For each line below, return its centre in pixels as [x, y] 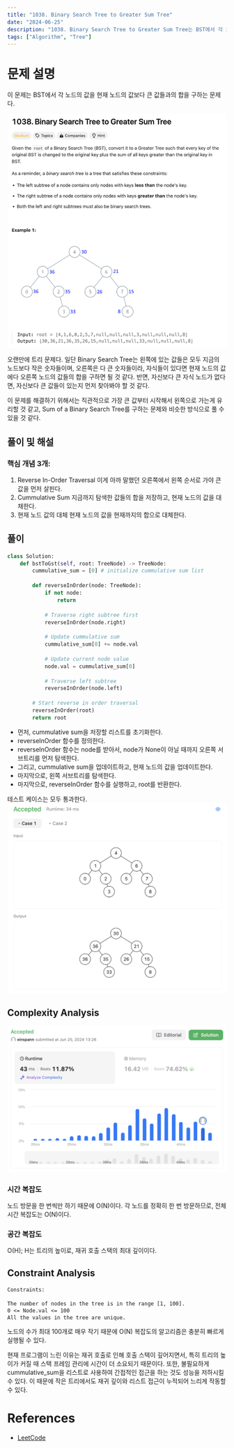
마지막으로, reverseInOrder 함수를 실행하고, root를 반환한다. [100, 784]
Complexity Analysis [53, 1012]
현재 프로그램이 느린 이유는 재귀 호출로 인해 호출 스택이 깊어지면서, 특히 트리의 [113, 1355]
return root [50, 717]
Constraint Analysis [51, 1273]
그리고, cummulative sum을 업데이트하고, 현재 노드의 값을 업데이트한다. [115, 767]
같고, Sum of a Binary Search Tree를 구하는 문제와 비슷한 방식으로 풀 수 [126, 409]
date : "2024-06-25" [36, 22]
